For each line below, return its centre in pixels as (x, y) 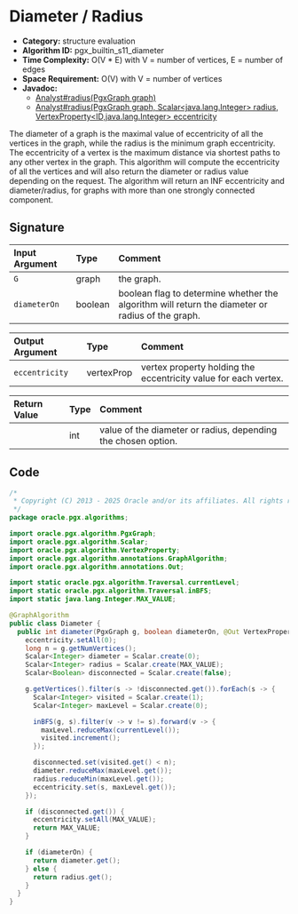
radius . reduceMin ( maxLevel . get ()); (98, 779)
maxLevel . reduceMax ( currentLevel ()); (110, 730)
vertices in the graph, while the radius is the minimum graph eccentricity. (142, 143)
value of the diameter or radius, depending (188, 430)
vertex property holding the (198, 367)
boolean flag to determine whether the (198, 293)
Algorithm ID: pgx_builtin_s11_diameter (93, 50)
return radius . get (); (73, 877)
